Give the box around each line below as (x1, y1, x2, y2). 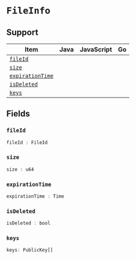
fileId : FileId (6, 139, 48, 145)
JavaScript (79, 45, 112, 53)
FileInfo (6, 5, 51, 17)
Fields (6, 109, 31, 119)
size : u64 (6, 166, 34, 172)
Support (6, 27, 39, 37)
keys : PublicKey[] (6, 247, 53, 253)
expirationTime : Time (6, 193, 64, 199)
